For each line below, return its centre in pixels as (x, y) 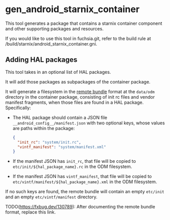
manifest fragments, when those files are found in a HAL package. (74, 102)
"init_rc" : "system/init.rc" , (49, 142)
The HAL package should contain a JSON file (60, 117)
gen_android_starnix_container (72, 9)
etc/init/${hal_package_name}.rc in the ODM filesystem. (72, 167)
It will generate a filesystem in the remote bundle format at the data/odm (80, 92)
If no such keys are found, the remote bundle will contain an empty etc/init (85, 192)
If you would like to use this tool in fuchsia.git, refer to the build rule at (78, 38)
